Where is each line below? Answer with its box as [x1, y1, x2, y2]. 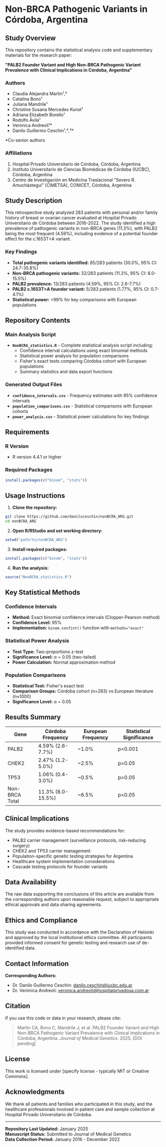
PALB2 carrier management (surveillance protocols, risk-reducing [12, 837, 146, 843]
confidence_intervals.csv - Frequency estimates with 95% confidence [12, 392, 158, 398]
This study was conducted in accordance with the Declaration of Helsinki [5, 929, 154, 935]
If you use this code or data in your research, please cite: [5, 1015, 121, 1021]
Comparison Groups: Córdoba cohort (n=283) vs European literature [12, 688, 154, 694]
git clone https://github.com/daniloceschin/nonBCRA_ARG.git [5, 514, 134, 519]
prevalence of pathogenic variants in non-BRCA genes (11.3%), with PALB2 [5, 225, 158, 231]
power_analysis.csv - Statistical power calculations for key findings [12, 413, 149, 419]
